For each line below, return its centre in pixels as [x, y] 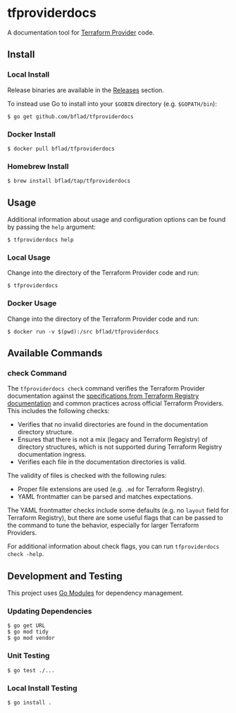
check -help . [26, 554]
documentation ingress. [52, 455]
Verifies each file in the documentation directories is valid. [102, 462]
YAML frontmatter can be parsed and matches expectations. [105, 497]
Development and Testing [65, 576]
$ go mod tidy [28, 632]
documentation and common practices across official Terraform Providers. [116, 403]
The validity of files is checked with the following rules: [87, 476]
